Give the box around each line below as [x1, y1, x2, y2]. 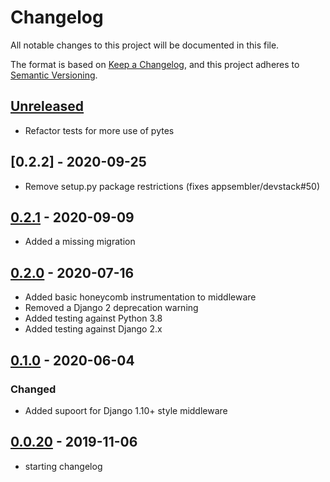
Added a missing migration [24, 236, 136, 248]
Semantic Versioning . [10, 69, 98, 81]
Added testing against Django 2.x [24, 323, 163, 335]
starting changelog [24, 460, 103, 472]
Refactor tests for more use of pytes [24, 124, 175, 136]
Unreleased [10, 98, 85, 115]
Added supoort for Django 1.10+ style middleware [24, 404, 228, 416]
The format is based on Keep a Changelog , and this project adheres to [10, 58, 300, 70]
